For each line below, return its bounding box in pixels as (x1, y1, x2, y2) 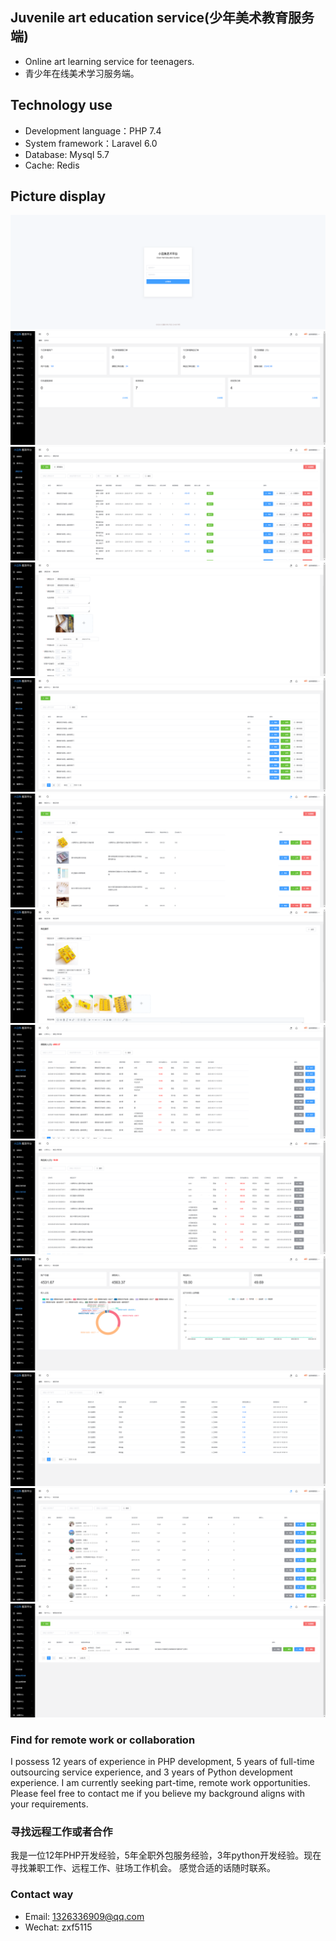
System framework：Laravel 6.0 (24, 137, 158, 149)
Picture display (10, 188, 107, 205)
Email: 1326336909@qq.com (24, 1910, 145, 1922)
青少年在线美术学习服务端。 (24, 67, 140, 79)
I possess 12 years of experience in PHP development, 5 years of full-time (10, 1756, 315, 1768)
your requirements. (10, 1798, 89, 1810)
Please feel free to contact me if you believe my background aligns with (10, 1788, 305, 1800)
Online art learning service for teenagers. (24, 55, 195, 67)
